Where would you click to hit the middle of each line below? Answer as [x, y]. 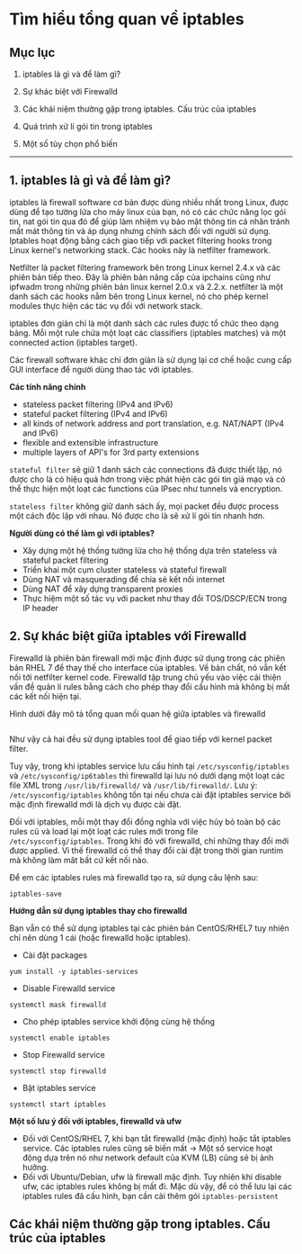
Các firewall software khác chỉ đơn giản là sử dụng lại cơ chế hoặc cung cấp [151, 359]
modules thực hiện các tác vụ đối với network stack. [106, 305]
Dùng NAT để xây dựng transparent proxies [102, 589]
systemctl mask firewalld [58, 1005]
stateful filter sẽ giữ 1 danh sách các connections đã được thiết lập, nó [146, 469]
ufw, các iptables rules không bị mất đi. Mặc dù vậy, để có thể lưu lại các [157, 1186]
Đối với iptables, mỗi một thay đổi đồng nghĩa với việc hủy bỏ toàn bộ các [145, 821]
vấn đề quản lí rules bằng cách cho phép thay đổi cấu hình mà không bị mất [150, 686]
